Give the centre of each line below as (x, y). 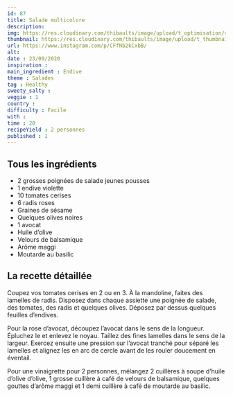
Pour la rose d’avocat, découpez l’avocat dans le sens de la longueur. (106, 328)
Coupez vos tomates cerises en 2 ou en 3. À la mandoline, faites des (105, 292)
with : (17, 116)
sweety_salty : (29, 91)
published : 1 (28, 136)
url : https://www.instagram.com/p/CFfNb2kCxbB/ (77, 46)
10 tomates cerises (44, 195)
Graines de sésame (45, 210)
